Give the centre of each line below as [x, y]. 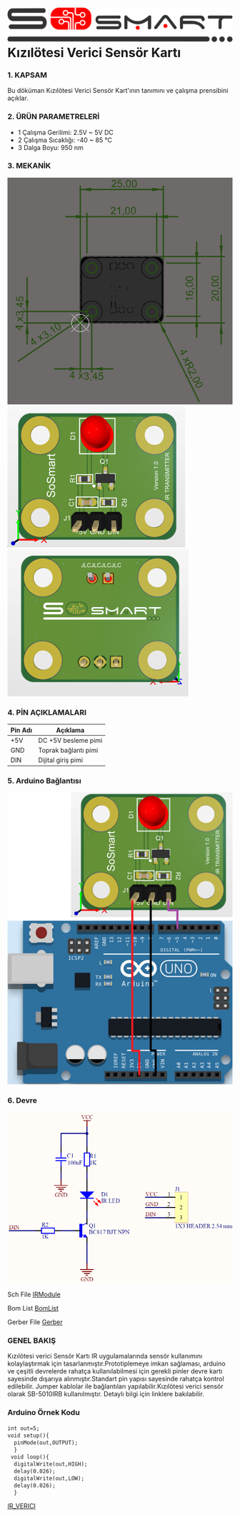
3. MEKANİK [29, 166]
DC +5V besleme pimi [70, 740]
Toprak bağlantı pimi [68, 750]
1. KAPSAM [27, 75]
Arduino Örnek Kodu [44, 1413]
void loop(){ [30, 1457]
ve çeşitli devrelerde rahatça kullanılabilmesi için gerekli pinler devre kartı [115, 1371]
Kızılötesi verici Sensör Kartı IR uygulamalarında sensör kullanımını [105, 1356]
